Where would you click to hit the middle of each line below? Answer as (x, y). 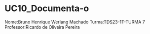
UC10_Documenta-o (47, 8)
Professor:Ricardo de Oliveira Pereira (42, 27)
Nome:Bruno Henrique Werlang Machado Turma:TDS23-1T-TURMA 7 (75, 22)
